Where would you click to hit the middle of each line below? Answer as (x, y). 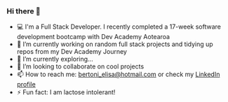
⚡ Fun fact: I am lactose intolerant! (66, 92)
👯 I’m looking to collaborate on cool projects (80, 66)
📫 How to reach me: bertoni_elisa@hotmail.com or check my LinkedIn (118, 74)
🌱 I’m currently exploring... (55, 59)
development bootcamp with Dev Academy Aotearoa (93, 37)
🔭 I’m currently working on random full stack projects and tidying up (115, 44)
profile (26, 85)
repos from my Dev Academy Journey (72, 52)
